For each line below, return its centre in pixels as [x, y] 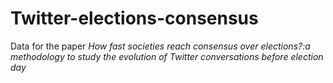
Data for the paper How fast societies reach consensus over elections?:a [160, 46]
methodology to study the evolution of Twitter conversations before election [167, 56]
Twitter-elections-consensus [134, 18]
